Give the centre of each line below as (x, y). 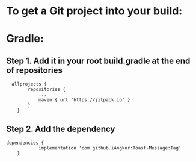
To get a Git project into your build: (94, 11)
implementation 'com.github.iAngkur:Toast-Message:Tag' (110, 148)
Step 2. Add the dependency (61, 129)
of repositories (35, 70)
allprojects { (29, 84)
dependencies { (25, 143)
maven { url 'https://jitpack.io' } (84, 100)
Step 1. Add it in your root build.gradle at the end (98, 61)
